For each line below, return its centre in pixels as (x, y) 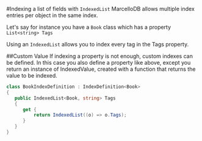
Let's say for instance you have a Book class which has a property (89, 27)
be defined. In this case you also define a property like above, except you (99, 63)
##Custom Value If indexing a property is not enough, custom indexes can (100, 56)
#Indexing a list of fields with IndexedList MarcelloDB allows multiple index (101, 9)
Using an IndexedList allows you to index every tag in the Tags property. (98, 44)
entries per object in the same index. (52, 15)
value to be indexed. (32, 75)
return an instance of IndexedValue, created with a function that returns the (101, 69)
